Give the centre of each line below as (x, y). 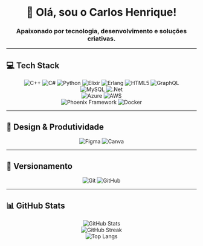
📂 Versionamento (39, 166)
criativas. (101, 39)
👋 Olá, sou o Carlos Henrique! (101, 12)
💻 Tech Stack (33, 65)
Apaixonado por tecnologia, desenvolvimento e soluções (101, 31)
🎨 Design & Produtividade (55, 127)
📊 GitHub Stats (36, 206)
